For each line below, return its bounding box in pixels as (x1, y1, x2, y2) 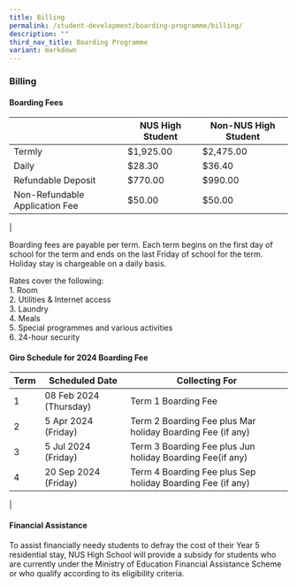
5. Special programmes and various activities (9, 322, 173, 333)
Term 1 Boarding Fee (130, 395, 218, 407)
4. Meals (9, 313, 42, 324)
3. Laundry (9, 304, 49, 314)
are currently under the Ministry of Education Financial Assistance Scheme (9, 559, 282, 569)
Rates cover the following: (9, 275, 104, 286)
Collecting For (176, 375, 238, 387)
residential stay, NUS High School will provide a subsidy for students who (9, 549, 277, 560)
